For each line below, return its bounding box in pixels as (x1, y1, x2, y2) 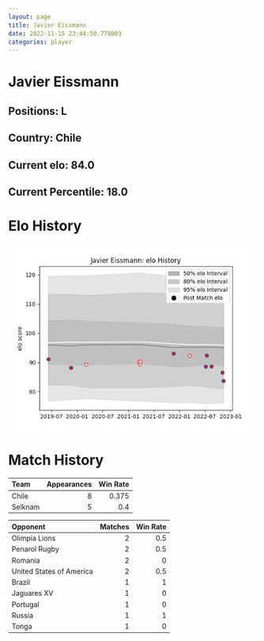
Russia (11, 610, 34, 620)
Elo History (8, 217, 82, 235)
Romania (11, 555, 40, 565)
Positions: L (8, 104, 67, 118)
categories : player (8, 38, 73, 46)
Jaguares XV (11, 589, 54, 598)
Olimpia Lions (11, 533, 56, 543)
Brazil (11, 578, 30, 587)
